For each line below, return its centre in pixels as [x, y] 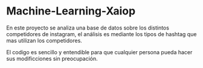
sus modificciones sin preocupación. [52, 58]
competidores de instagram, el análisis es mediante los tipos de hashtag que [101, 34]
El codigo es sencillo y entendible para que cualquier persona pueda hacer [99, 52]
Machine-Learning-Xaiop [71, 11]
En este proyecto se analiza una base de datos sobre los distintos [88, 28]
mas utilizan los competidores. [44, 40]
